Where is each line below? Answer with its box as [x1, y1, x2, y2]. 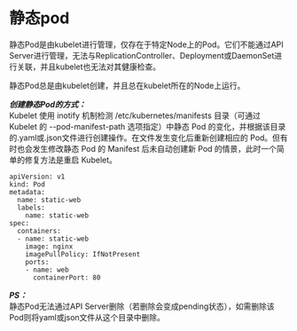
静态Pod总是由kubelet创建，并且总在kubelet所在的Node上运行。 [9, 80, 246, 91]
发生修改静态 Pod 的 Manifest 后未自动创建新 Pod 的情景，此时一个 [32, 143, 277, 154]
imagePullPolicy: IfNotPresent [25, 249, 141, 258]
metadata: [9, 187, 46, 196]
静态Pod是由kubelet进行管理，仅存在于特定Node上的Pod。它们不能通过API [9, 39, 284, 50]
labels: [17, 203, 46, 212]
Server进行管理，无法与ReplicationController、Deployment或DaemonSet [9, 50, 275, 60]
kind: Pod [9, 179, 46, 189]
